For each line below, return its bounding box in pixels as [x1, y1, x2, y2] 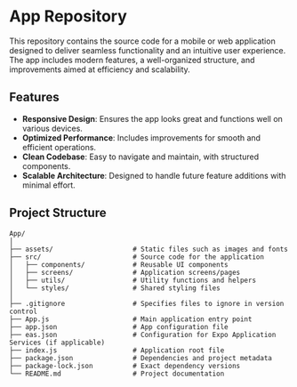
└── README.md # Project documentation [9, 369, 225, 378]
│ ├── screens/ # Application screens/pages [9, 268, 241, 277]
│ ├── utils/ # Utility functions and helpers [9, 276, 256, 285]
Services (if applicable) [9, 338, 105, 347]
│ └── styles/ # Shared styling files [9, 283, 221, 293]
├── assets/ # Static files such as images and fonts [9, 245, 289, 254]
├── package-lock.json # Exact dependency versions [9, 361, 241, 370]
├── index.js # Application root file [9, 345, 225, 355]
